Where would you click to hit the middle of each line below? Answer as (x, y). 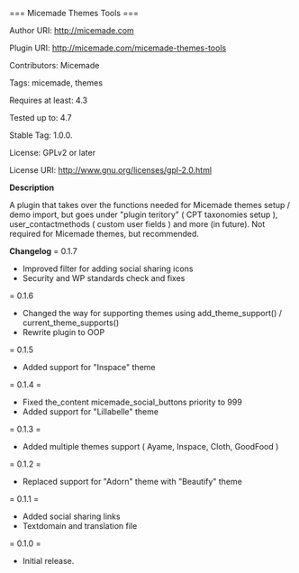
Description (32, 187)
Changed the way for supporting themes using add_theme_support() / (152, 313)
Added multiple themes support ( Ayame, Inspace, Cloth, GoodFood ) (150, 446)
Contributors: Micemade (54, 65)
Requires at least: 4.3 (49, 100)
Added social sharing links (71, 516)
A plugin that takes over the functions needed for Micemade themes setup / (150, 205)
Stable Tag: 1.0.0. (41, 135)
